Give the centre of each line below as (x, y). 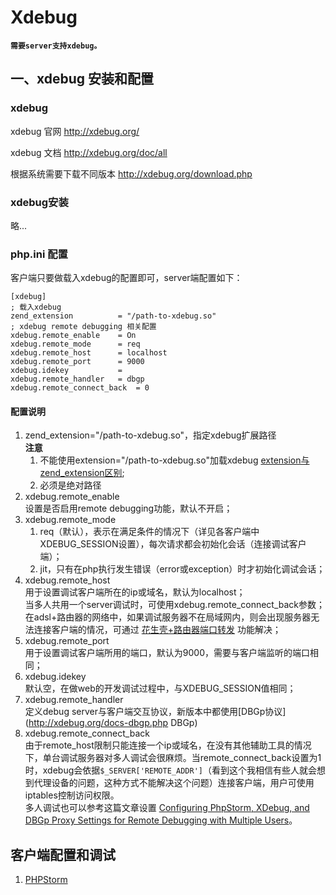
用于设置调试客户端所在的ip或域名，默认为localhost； (135, 592)
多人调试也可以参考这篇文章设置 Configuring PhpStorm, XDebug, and (167, 808)
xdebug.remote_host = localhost (89, 353)
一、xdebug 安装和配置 (82, 79)
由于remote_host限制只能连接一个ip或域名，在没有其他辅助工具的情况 (168, 745)
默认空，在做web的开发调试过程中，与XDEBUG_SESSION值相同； (160, 688)
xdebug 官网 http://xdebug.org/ (75, 131)
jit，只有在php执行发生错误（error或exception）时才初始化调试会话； (182, 569)
